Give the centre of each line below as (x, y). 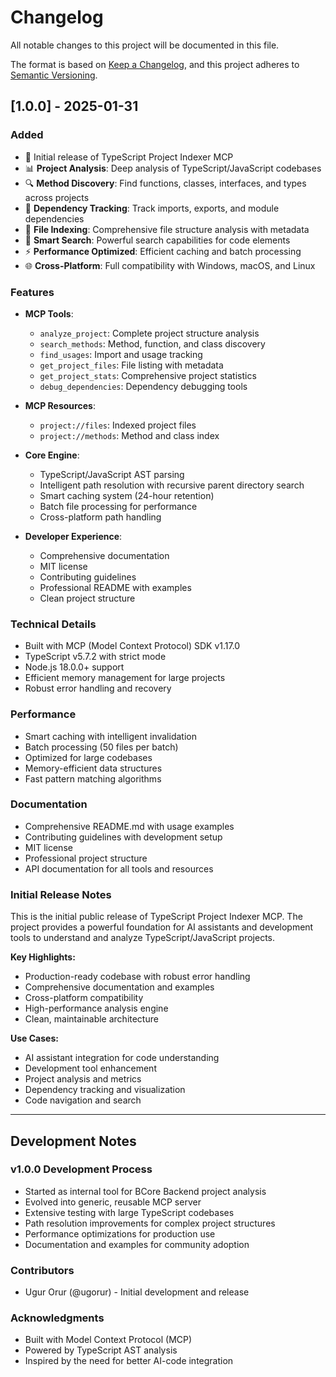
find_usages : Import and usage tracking (121, 354)
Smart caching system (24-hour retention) (127, 495)
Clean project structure (87, 598)
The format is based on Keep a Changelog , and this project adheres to (155, 64)
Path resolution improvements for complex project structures (150, 1223)
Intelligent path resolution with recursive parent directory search (172, 485)
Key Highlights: (43, 957)
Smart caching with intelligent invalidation (110, 736)
